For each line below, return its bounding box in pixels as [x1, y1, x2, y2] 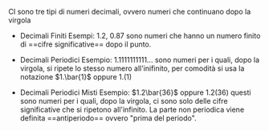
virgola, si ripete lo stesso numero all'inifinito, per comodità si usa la [19, 63, 245, 73]
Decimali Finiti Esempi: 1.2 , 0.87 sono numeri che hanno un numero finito [19, 31, 261, 40]
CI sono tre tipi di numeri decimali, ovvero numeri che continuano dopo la [8, 7, 251, 16]
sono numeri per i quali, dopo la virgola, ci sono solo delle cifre [19, 96, 228, 105]
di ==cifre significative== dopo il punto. [19, 39, 152, 49]
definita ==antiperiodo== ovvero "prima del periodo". [19, 113, 197, 123]
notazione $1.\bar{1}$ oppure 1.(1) [19, 72, 132, 81]
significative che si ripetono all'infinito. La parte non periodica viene [19, 104, 245, 114]
